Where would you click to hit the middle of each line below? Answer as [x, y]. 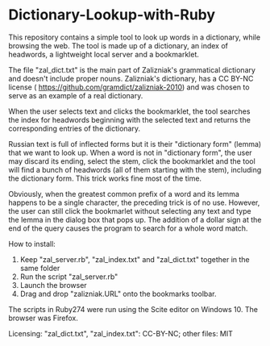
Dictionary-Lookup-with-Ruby [112, 15]
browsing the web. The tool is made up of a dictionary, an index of [118, 45]
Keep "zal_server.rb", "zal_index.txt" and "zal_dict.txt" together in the [135, 259]
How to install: [32, 244]
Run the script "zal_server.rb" [69, 277]
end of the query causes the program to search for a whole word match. [128, 228]
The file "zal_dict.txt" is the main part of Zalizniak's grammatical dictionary [132, 69]
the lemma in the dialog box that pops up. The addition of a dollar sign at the [135, 219]
